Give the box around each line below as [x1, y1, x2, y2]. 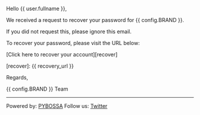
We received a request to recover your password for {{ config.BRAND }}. [6, 17, 185, 23]
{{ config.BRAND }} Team [6, 85, 68, 92]
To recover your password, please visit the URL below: [6, 40, 140, 46]
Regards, [6, 74, 29, 81]
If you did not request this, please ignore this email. [6, 28, 132, 35]
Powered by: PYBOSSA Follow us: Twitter [6, 103, 108, 109]
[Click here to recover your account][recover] [6, 51, 118, 58]
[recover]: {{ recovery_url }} [6, 62, 74, 69]
